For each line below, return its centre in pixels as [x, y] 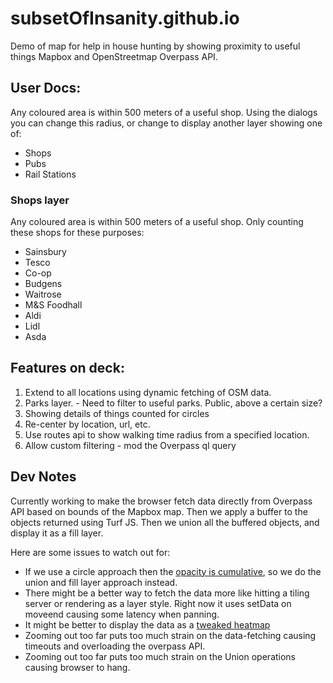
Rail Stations [50, 174]
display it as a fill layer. [57, 533]
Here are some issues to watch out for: [90, 552]
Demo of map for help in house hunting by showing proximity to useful [155, 46]
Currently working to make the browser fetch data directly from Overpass [161, 501]
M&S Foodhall [53, 305]
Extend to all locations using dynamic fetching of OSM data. [148, 392]
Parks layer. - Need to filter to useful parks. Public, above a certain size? [173, 403]
